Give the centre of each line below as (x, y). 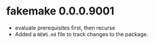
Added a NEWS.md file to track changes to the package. (81, 34)
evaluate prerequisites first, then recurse (65, 28)
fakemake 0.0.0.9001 (61, 11)
